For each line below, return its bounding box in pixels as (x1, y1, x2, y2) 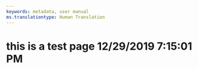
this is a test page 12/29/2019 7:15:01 (6, 40, 193, 53)
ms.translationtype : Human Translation (6, 14, 105, 20)
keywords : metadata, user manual (6, 8, 89, 15)
